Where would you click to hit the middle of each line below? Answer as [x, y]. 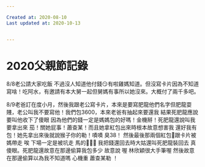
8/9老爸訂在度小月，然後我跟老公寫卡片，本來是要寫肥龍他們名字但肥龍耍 [99, 105]
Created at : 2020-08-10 [37, 17]
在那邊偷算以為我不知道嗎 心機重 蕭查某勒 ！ [62, 158]
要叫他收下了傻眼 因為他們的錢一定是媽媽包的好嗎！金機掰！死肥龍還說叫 [98, 120]
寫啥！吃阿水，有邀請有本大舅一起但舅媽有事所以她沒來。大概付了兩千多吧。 [103, 92]
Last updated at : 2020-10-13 [43, 23]
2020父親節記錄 [47, 66]
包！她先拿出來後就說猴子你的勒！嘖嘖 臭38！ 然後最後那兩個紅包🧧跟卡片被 [102, 135]
